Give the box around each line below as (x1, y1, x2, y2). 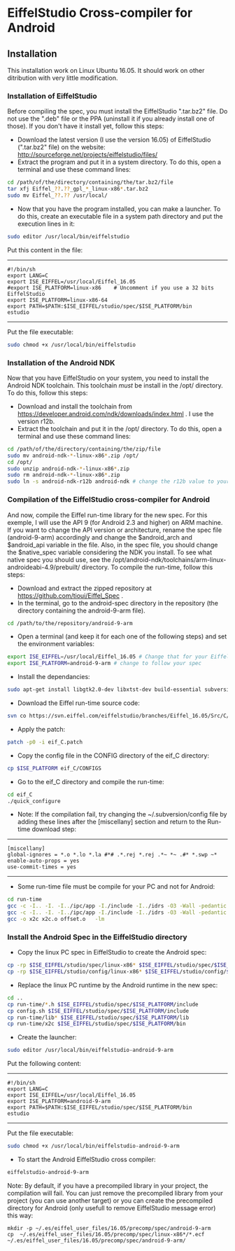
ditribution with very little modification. (7, 74, 118, 82)
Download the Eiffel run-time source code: (17, 699, 140, 707)
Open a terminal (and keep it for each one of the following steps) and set (17, 632, 227, 641)
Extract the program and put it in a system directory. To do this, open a (17, 158, 222, 166)
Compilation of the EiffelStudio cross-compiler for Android (7, 495, 211, 505)
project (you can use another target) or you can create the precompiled (7, 1196, 213, 1205)
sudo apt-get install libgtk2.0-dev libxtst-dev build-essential (7, 686, 201, 693)
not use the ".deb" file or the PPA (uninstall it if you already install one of (7, 114, 215, 123)
